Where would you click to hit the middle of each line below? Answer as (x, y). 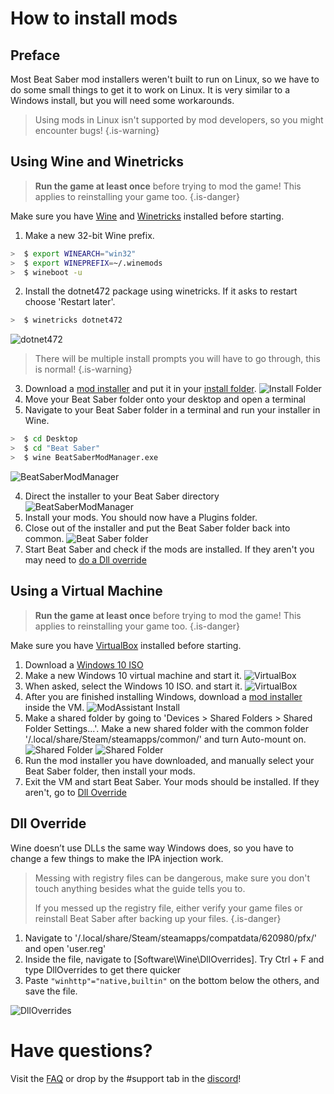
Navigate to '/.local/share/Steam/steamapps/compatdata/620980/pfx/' (170, 938)
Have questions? (81, 1050)
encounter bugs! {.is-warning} (97, 130)
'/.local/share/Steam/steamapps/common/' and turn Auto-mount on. (165, 739)
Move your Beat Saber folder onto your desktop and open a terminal (165, 399)
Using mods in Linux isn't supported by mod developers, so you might (179, 120)
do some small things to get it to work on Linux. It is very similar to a (150, 90)
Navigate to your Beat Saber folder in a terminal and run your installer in (172, 410)
